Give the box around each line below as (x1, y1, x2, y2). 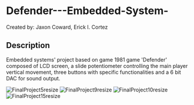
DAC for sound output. (6, 74, 61, 82)
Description (6, 40, 50, 50)
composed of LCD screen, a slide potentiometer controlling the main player (6, 62, 188, 69)
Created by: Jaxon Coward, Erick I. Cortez (6, 23, 108, 31)
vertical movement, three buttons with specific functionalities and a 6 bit (6, 69, 181, 76)
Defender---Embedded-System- (6, 4, 169, 18)
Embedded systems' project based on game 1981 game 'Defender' (6, 56, 168, 63)
